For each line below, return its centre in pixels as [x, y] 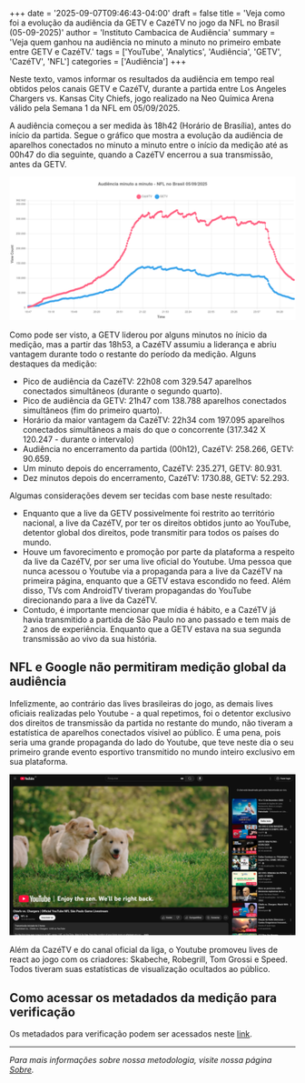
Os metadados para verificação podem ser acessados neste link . [131, 1034]
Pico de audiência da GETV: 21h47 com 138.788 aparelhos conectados [155, 401]
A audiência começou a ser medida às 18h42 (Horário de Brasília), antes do [151, 125]
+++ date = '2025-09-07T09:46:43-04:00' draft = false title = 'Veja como [148, 13]
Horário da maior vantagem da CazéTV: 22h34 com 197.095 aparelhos [153, 420]
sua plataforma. [39, 761]
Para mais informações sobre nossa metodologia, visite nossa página [141, 1060]
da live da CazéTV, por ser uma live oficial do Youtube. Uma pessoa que [157, 562]
